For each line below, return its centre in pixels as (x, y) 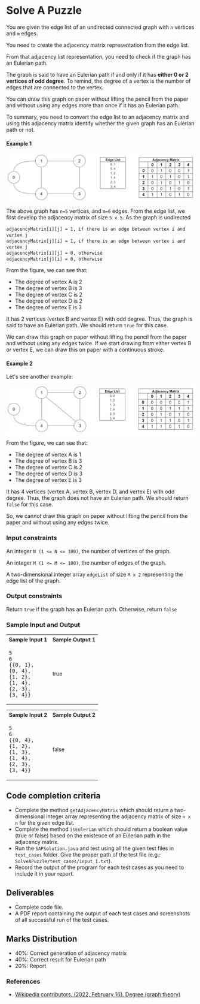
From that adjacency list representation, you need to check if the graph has (99, 56)
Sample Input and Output (43, 625)
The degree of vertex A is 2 (48, 282)
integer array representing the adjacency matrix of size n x (119, 816)
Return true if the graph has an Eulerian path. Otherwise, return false (92, 609)
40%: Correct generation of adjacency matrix (71, 953)
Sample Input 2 (28, 714)
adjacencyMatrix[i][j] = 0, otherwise (54, 253)
